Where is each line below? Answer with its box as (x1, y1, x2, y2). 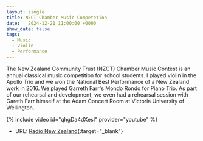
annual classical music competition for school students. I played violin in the (6, 71, 196, 79)
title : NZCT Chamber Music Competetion (6, 15, 108, 21)
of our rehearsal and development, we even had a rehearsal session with (6, 91, 188, 98)
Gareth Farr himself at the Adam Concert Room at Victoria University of (6, 97, 185, 105)
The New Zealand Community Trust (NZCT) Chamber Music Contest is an (6, 65, 191, 72)
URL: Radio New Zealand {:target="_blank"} (15, 127, 123, 134)
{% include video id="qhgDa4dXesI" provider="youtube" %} (6, 115, 158, 123)
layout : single (6, 9, 45, 15)
